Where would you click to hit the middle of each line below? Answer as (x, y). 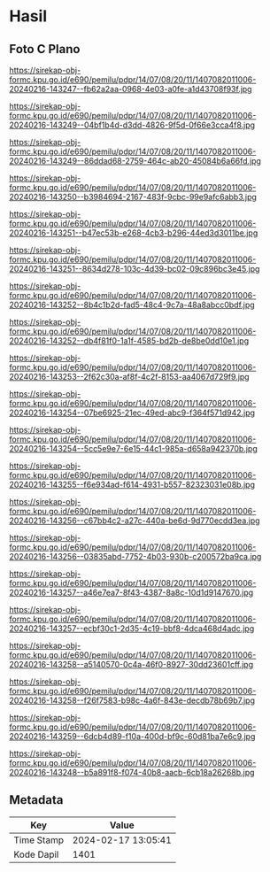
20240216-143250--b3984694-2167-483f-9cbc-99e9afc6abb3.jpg (133, 197)
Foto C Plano (45, 49)
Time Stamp (39, 840)
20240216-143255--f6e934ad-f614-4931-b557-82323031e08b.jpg (132, 485)
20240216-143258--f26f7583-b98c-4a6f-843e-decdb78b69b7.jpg (132, 700)
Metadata (36, 800)
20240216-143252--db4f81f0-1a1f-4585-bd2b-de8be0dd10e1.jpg (129, 341)
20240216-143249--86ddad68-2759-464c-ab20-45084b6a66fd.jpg (135, 161)
